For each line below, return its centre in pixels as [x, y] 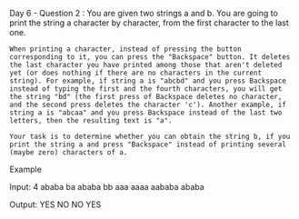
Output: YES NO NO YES [55, 204]
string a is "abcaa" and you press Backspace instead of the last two [146, 113]
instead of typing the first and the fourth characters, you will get [146, 89]
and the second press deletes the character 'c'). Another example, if [148, 105]
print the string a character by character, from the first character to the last [149, 23]
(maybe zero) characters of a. [69, 153]
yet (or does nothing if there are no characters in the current [135, 73]
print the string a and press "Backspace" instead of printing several [148, 144]
